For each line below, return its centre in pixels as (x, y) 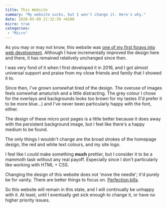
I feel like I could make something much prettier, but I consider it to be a (79, 154)
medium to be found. (27, 129)
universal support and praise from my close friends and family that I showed (83, 73)
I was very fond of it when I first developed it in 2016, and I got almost (77, 67)
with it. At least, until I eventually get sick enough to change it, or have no (80, 195)
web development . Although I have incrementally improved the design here (82, 52)
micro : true (17, 24)
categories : (17, 28)
